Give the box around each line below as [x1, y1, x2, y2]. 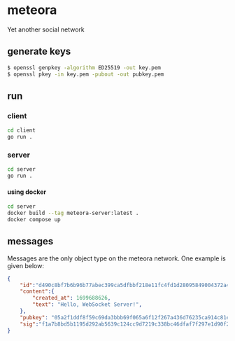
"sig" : [20, 321, 39, 328]
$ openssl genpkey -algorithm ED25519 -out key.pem [7, 64, 161, 71]
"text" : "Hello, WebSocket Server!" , [32, 301, 142, 308]
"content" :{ [20, 288, 55, 295]
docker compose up [7, 216, 61, 223]
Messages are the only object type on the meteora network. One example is [7, 254, 226, 263]
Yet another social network [7, 25, 85, 34]
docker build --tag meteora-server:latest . [7, 209, 139, 217]
